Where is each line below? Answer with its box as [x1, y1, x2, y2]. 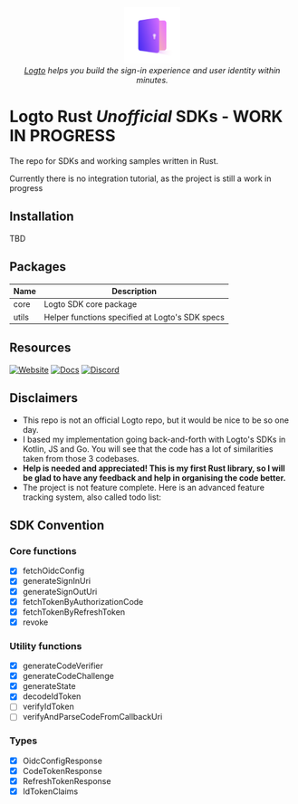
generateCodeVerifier [22, 660, 104, 672]
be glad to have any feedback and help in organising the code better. [22, 472, 286, 483]
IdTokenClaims [22, 786, 79, 797]
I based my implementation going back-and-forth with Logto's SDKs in [22, 434, 286, 445]
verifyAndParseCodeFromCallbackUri [22, 712, 163, 723]
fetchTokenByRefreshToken [22, 606, 125, 617]
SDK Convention [9, 518, 105, 533]
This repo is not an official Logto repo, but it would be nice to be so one [22, 415, 290, 426]
